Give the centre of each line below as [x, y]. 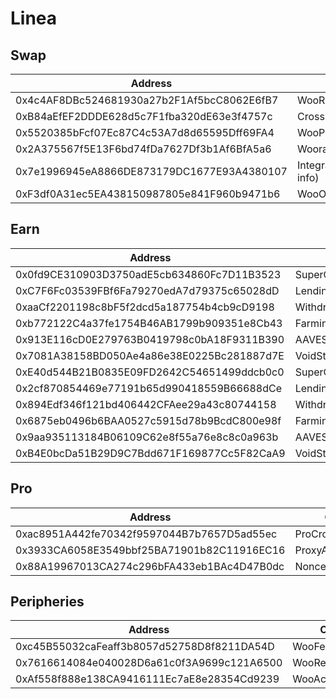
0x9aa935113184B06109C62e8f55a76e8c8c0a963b [147, 437]
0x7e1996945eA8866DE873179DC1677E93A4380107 [151, 171]
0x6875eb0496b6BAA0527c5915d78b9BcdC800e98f [148, 420]
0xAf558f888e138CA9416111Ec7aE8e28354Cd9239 [147, 679]
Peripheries [47, 602]
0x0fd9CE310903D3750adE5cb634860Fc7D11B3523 [148, 274]
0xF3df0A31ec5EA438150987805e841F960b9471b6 [148, 194]
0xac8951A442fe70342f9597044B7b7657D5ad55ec [146, 534]
